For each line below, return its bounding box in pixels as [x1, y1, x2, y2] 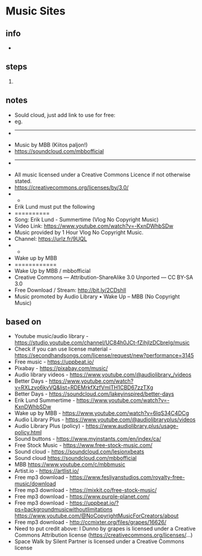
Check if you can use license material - [14, 345, 112, 353]
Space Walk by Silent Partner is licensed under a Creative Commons [14, 538, 185, 545]
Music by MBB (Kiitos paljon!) [14, 141, 88, 149]
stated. [14, 177, 32, 185]
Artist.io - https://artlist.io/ [14, 467, 80, 475]
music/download [14, 480, 56, 487]
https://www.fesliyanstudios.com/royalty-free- [69, 474, 185, 481]
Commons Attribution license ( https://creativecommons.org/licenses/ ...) [14, 531, 193, 538]
